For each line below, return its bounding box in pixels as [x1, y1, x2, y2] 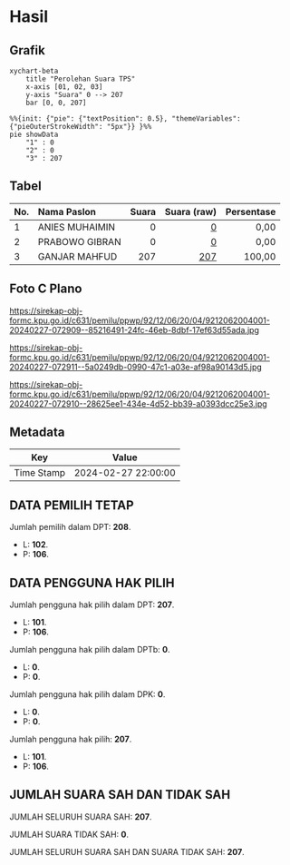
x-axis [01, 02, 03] [25, 83, 103, 92]
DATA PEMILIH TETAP [9, 497, 134, 513]
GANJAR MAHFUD [37, 250, 118, 262]
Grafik [9, 43, 45, 58]
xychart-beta [9, 66, 59, 75]
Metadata [9, 425, 65, 440]
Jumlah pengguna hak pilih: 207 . [9, 733, 132, 745]
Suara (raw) [164, 205, 217, 218]
